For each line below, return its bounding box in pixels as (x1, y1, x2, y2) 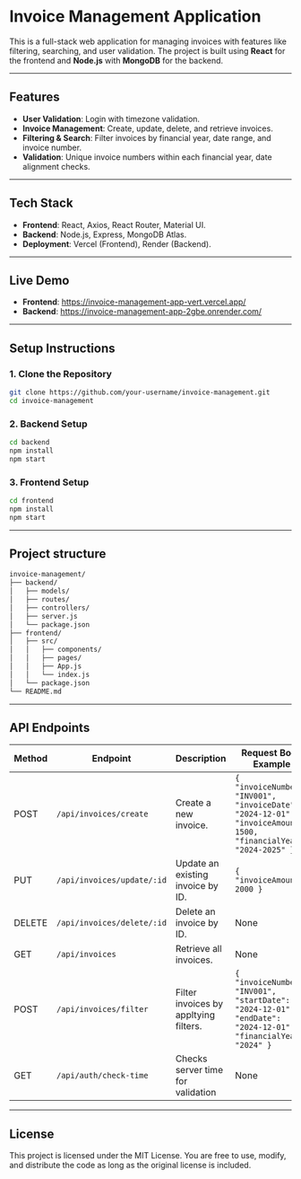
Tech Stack (9, 196, 73, 211)
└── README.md (9, 687, 63, 696)
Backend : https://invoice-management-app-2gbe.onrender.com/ (21, 306, 262, 317)
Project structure (9, 546, 107, 562)
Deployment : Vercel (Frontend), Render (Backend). (21, 238, 212, 249)
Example (253, 758, 291, 770)
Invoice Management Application (9, 6, 262, 27)
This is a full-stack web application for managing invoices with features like (9, 36, 287, 47)
